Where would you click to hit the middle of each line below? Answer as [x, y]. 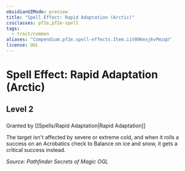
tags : [13, 28]
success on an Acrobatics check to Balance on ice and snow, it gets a [92, 143]
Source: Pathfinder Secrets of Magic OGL [57, 161]
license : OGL [22, 45]
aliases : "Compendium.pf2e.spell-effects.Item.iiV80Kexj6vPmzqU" [89, 39]
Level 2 [20, 109]
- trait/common [30, 34]
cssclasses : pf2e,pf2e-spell [42, 23]
